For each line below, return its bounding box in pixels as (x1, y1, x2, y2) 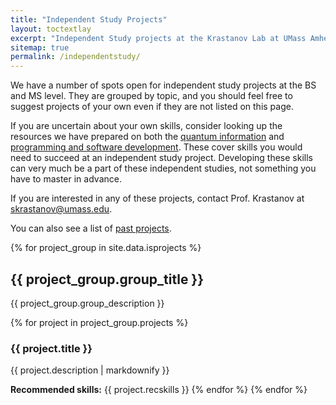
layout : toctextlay (10, 24, 92, 34)
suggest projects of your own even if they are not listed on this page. (10, 101, 294, 113)
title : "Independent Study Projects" (10, 14, 168, 25)
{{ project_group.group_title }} (10, 271, 205, 288)
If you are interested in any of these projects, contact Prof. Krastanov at (10, 192, 305, 205)
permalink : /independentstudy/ (10, 52, 141, 62)
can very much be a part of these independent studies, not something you (10, 162, 317, 175)
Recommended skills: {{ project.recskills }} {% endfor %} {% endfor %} (10, 384, 308, 396)
